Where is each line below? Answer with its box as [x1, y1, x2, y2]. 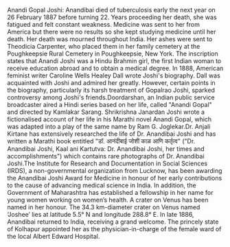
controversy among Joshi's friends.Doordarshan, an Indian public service [7, 93, 215, 102]
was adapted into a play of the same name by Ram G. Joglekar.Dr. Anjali [7, 123, 211, 130]
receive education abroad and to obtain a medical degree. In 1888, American [7, 64, 224, 72]
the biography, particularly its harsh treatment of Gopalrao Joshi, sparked [7, 86, 215, 94]
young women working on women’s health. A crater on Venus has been [7, 196, 209, 204]
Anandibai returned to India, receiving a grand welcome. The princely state [7, 217, 219, 226]
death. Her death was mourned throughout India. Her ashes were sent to [7, 35, 213, 43]
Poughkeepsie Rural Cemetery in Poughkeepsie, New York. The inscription [7, 49, 218, 58]
